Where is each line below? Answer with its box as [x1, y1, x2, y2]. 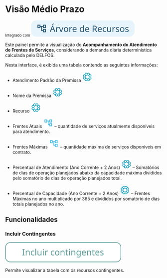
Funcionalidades [5, 215, 58, 224]
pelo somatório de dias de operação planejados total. [12, 175, 122, 181]
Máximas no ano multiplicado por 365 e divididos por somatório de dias [12, 195, 160, 201]
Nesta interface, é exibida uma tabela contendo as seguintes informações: [5, 61, 158, 68]
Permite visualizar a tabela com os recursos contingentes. [5, 267, 125, 273]
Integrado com [5, 32, 30, 38]
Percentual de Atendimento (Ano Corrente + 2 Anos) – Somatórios [12, 164, 160, 170]
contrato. [12, 149, 31, 155]
